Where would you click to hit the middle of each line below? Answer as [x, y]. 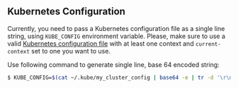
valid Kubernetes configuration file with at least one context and [101, 43]
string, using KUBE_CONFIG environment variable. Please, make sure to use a [116, 36]
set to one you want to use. [71, 51]
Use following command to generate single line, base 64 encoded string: [113, 64]
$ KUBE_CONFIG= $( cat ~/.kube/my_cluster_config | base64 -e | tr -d [110, 77]
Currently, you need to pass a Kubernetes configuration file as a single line [116, 28]
